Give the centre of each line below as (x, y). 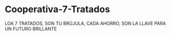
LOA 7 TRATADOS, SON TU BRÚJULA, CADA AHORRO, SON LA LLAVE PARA (85, 23)
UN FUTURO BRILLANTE (31, 28)
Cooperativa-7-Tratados (58, 9)
